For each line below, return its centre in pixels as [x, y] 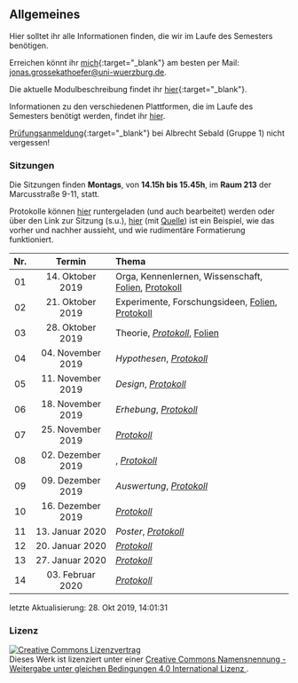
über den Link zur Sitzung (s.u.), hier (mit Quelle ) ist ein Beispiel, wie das [142, 221]
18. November [71, 404]
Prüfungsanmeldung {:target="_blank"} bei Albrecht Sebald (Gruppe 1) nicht [147, 133]
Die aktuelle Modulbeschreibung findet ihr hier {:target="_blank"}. [128, 89]
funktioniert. [31, 239]
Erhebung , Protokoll [156, 410]
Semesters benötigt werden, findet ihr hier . [87, 115]
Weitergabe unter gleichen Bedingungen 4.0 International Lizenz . [129, 669]
